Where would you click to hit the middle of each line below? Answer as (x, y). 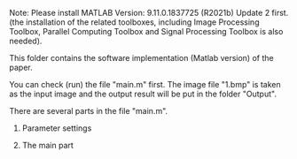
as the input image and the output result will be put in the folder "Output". (143, 94)
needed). (26, 41)
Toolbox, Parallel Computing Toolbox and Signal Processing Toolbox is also (146, 31)
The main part (47, 145)
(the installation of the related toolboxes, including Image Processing (134, 22)
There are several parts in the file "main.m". (89, 111)
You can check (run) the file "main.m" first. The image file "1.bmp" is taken (145, 84)
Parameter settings (57, 128)
